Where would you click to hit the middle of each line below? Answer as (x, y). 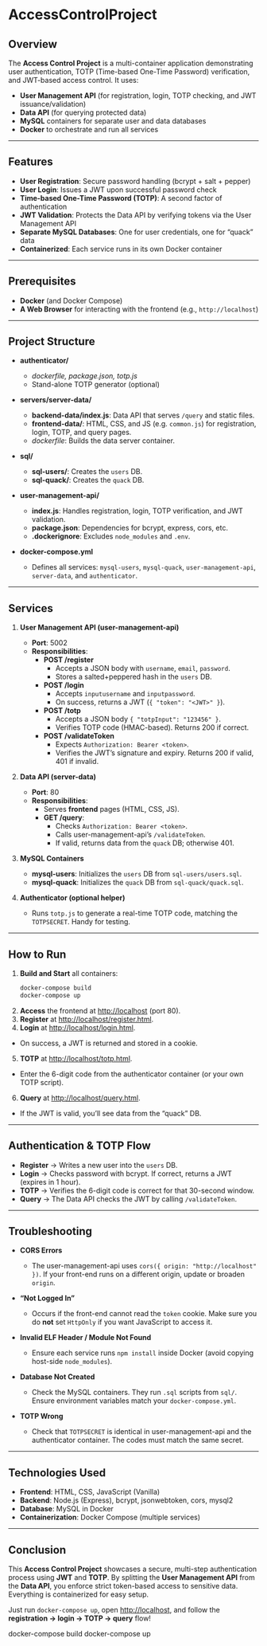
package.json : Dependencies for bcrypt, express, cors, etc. (130, 528)
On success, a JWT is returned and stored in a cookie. (109, 1043)
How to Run (37, 954)
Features (31, 162)
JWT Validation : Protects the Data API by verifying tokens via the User (135, 215)
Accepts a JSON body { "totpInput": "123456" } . (138, 719)
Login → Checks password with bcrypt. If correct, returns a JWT (126, 1174)
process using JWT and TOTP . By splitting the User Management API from (132, 1577)
